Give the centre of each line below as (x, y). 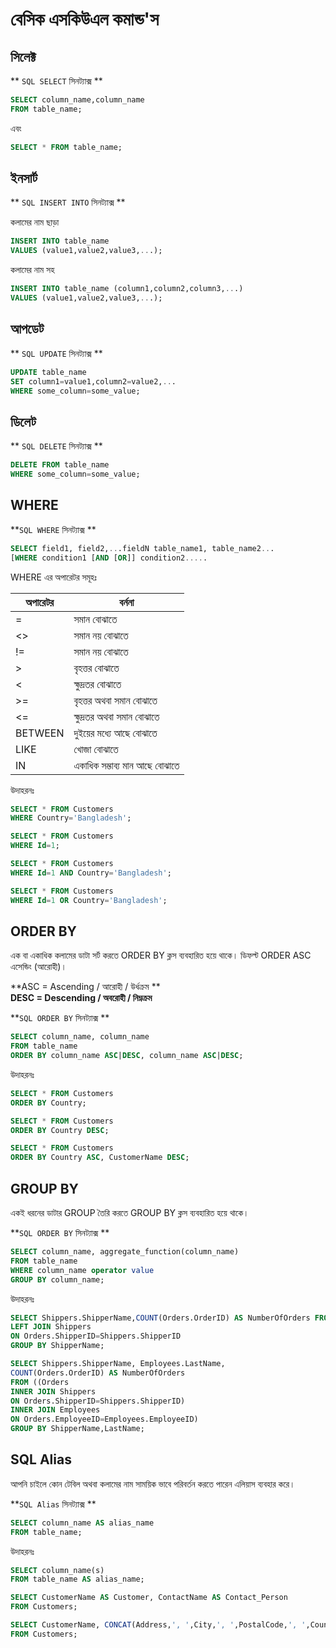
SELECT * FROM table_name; (66, 147)
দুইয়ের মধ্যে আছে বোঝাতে (115, 733)
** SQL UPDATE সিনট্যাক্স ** (56, 353)
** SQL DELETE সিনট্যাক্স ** (56, 446)
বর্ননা (127, 602)
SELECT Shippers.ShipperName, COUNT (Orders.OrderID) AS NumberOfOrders (160, 1318)
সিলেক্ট (23, 56)
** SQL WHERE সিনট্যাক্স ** (53, 529)
